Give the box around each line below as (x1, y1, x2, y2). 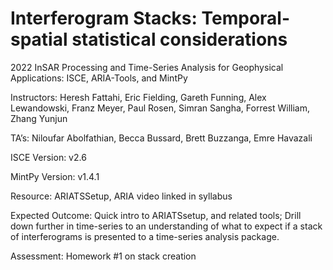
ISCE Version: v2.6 (10, 151, 87, 163)
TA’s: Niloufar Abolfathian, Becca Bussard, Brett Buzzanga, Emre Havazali (10, 132, 313, 144)
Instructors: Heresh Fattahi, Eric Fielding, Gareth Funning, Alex (10, 91, 267, 103)
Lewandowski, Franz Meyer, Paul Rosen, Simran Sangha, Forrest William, (10, 102, 311, 114)
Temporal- (201, 7, 291, 30)
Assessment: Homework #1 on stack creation (10, 250, 197, 262)
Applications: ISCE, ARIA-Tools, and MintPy (10, 72, 188, 84)
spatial (10, 28, 68, 51)
